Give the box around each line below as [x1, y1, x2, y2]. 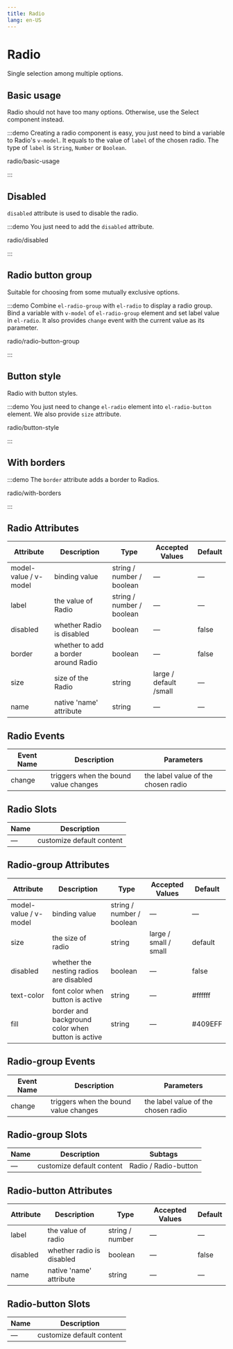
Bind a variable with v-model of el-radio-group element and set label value [7, 308, 220, 317]
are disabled [51, 975, 93, 984]
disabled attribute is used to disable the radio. [7, 209, 139, 217]
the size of [51, 933, 87, 943]
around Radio [54, 657, 98, 667]
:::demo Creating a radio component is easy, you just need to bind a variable [7, 129, 225, 137]
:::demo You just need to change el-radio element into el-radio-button [7, 402, 212, 410]
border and [51, 1006, 89, 1016]
